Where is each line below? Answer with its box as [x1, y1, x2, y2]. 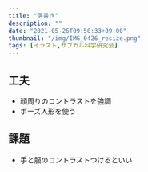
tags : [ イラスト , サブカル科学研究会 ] [8, 42, 118, 50]
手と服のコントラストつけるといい [19, 154, 133, 165]
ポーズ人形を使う [19, 106, 77, 116]
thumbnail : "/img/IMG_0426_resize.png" [8, 34, 142, 43]
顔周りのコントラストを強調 [19, 96, 112, 105]
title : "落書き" [8, 11, 59, 20]
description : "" [8, 19, 62, 27]
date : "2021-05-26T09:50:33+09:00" [8, 27, 127, 35]
